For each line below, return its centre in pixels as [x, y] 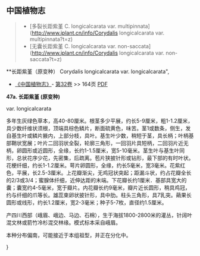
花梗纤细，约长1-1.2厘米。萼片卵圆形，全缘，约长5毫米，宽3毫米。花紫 [93, 165]
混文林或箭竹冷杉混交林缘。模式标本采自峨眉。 [63, 222]
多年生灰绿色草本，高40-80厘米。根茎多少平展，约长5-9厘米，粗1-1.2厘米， [100, 121]
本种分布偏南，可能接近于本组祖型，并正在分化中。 [69, 235]
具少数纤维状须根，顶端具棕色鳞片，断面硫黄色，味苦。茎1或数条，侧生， [96, 128]
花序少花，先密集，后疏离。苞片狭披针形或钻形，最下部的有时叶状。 [110, 158]
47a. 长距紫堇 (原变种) [33, 96]
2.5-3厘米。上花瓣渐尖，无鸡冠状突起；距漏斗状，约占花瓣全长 [114, 173]
